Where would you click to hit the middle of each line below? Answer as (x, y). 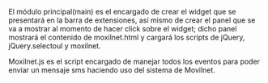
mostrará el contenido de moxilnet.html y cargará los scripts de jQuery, (127, 37)
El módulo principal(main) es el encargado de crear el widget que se (122, 12)
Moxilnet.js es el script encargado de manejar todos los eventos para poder (134, 61)
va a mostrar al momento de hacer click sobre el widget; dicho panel (123, 29)
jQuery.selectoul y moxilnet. (55, 46)
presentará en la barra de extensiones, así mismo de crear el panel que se (132, 20)
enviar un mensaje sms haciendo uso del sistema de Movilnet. (112, 70)
